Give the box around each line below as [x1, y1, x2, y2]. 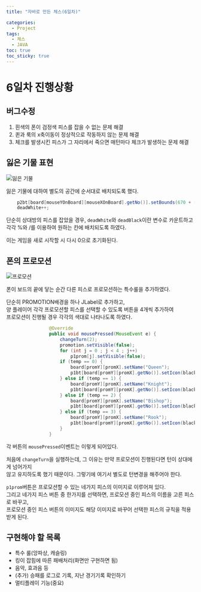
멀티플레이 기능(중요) [14, 579, 64, 587]
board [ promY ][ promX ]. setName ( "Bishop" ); [70, 398, 172, 404]
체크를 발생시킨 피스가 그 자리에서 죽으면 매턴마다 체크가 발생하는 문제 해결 [14, 138, 190, 146]
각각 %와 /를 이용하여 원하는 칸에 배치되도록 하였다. [6, 224, 127, 231]
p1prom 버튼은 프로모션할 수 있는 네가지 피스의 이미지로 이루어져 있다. [6, 483, 166, 490]
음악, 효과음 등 [14, 564, 49, 572]
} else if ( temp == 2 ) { [59, 392, 121, 398]
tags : [6, 31, 20, 37]
